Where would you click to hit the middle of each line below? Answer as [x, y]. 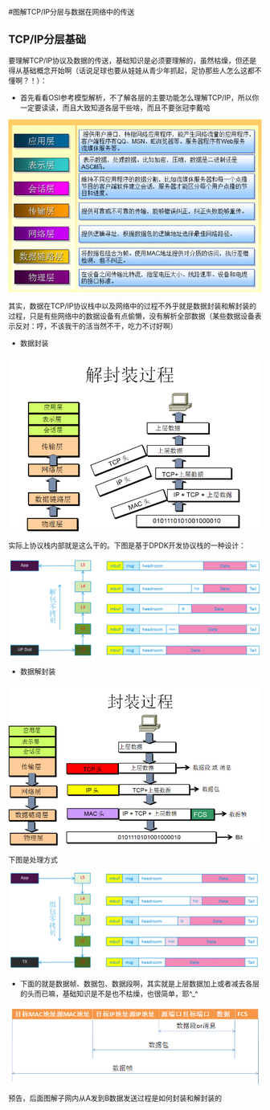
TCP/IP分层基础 [47, 40]
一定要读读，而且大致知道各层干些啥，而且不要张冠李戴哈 [115, 108]
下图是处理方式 [33, 860]
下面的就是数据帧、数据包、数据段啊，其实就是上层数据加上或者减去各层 [139, 983]
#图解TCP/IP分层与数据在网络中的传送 [72, 12]
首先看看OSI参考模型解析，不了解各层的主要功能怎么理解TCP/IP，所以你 [139, 97]
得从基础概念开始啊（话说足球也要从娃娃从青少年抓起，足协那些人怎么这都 [131, 70]
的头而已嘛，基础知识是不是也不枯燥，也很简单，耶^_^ [109, 994]
